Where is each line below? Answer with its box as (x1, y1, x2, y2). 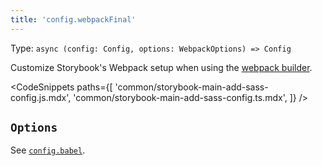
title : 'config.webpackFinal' (10, 14, 137, 25)
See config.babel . (10, 144, 86, 156)
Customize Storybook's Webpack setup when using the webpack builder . (10, 61, 313, 73)
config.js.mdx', (10, 91, 72, 103)
